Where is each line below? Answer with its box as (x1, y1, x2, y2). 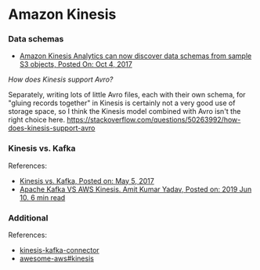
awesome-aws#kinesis (19, 254, 94, 264)
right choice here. (8, 115, 66, 125)
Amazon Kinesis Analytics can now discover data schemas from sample (19, 51, 252, 60)
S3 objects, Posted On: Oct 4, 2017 (19, 60, 133, 69)
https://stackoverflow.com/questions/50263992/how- (66, 115, 241, 125)
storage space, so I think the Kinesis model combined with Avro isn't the (8, 107, 241, 116)
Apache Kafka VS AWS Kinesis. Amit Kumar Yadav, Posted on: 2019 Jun (19, 184, 252, 194)
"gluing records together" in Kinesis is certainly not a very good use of (8, 98, 236, 108)
